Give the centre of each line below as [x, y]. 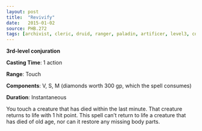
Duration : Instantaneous [36, 98]
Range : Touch [24, 74]
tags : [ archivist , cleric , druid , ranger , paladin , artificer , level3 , [98, 34]
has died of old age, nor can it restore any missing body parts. [83, 122]
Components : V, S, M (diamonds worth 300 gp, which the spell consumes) [99, 86]
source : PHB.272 [26, 28]
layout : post [23, 12]
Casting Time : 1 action [34, 63]
